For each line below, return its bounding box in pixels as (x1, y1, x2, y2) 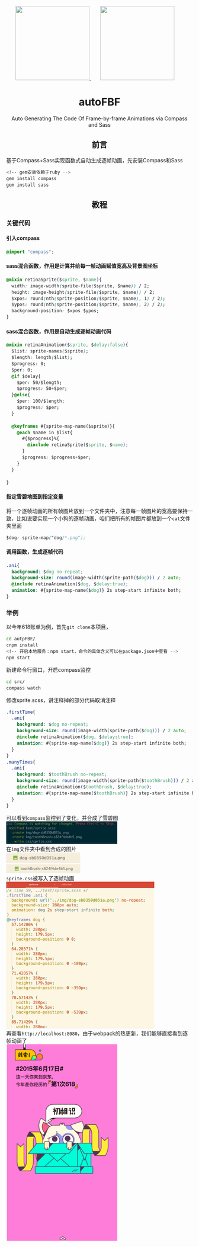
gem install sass (6, 182, 49, 188)
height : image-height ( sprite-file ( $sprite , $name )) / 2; (11, 289, 155, 295)
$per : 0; (11, 367, 33, 373)
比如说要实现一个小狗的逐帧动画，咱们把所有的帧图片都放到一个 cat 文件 (16, 515, 191, 522)
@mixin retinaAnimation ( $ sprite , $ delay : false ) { (6, 342, 129, 348)
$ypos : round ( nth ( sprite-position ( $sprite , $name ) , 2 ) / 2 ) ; (11, 302, 166, 307)
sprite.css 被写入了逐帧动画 (6, 874, 75, 881)
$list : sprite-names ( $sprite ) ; (11, 348, 89, 354)
